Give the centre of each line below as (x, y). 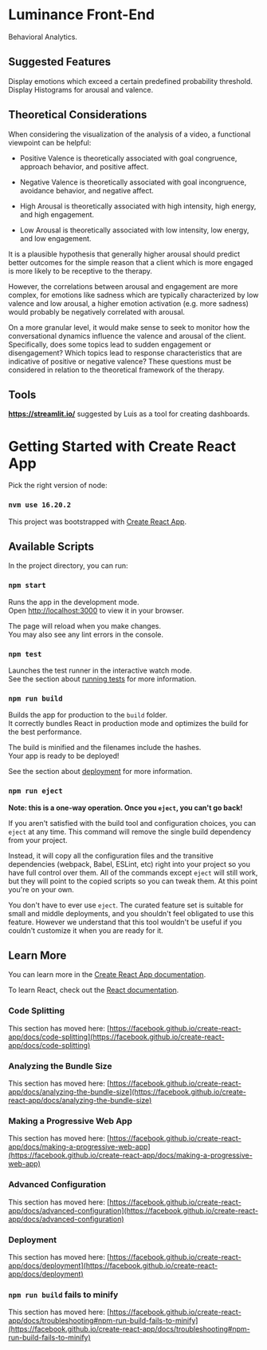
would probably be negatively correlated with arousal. (97, 312)
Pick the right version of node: (58, 486)
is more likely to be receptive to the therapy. (80, 271)
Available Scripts (51, 546)
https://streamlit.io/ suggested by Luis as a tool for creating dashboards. (129, 414)
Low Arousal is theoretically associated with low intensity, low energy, (134, 230)
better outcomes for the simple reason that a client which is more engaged (131, 262)
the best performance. (45, 732)
